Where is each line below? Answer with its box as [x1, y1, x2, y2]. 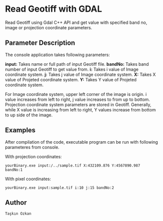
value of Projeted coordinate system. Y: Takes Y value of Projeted [5, 76, 137, 82]
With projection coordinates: [5, 153, 62, 159]
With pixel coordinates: [5, 176, 51, 182]
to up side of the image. [5, 112, 53, 118]
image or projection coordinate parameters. [5, 24, 92, 30]
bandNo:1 [5, 167, 23, 172]
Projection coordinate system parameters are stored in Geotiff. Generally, [5, 101, 152, 108]
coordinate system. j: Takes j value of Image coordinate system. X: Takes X [5, 72, 156, 77]
